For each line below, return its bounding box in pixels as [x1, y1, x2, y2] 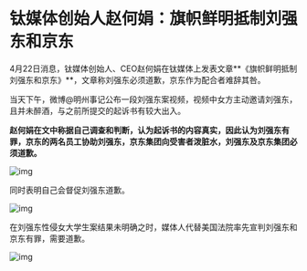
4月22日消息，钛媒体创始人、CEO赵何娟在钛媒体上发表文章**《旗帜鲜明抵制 [9, 63, 298, 74]
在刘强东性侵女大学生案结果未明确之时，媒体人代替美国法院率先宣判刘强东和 [9, 221, 298, 233]
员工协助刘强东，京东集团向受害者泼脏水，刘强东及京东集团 [65, 136, 290, 147]
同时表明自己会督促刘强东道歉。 [9, 184, 130, 195]
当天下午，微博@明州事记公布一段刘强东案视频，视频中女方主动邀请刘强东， [9, 93, 298, 105]
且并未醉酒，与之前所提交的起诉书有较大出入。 [9, 105, 185, 116]
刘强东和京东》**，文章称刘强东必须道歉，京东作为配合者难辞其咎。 [9, 74, 267, 85]
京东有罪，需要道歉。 [9, 233, 90, 244]
